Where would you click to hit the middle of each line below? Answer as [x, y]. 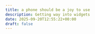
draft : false [19, 24]
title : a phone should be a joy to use [48, 10]
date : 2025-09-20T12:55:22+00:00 [41, 19]
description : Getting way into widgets [48, 14]
